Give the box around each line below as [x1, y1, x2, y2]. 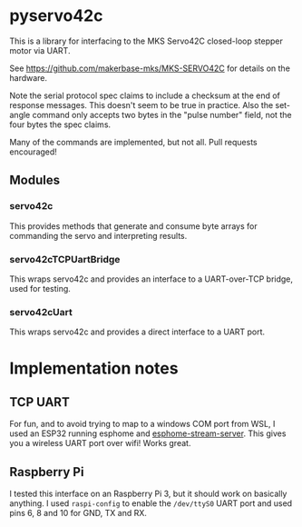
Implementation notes [9, 358, 179, 379]
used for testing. [9, 283, 71, 293]
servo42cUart [9, 305, 73, 318]
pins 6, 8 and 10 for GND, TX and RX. [9, 508, 148, 519]
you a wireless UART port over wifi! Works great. [9, 438, 191, 449]
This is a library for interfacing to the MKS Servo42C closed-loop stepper [9, 35, 284, 46]
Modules [9, 173, 61, 188]
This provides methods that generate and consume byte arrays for [9, 220, 258, 232]
